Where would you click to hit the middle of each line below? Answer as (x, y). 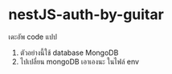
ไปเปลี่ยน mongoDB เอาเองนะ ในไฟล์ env (79, 61)
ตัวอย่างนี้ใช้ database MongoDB (69, 53)
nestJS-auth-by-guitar (86, 15)
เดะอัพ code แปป (33, 37)
